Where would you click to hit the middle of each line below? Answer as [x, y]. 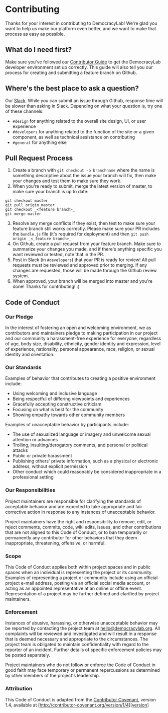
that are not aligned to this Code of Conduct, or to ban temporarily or [76, 532]
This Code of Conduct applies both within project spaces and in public [78, 567]
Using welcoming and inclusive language [55, 393]
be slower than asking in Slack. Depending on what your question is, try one [84, 106]
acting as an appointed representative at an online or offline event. [74, 588]
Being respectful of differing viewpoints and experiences [71, 399]
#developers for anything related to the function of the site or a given [83, 131]
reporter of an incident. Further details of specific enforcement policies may [83, 650]
